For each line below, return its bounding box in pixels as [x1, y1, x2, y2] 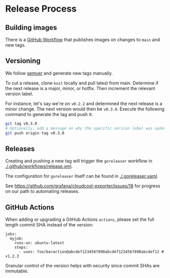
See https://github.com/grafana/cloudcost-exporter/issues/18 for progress [5, 183, 160, 189]
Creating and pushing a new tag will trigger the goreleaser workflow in [5, 158, 153, 164]
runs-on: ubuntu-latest [14, 241, 65, 246]
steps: [14, 245, 28, 250]
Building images [5, 23, 57, 32]
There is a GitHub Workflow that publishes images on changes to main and [5, 36, 160, 43]
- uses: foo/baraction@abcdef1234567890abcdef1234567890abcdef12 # [18, 249, 164, 255]
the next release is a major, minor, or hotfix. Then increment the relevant [5, 85, 155, 91]
